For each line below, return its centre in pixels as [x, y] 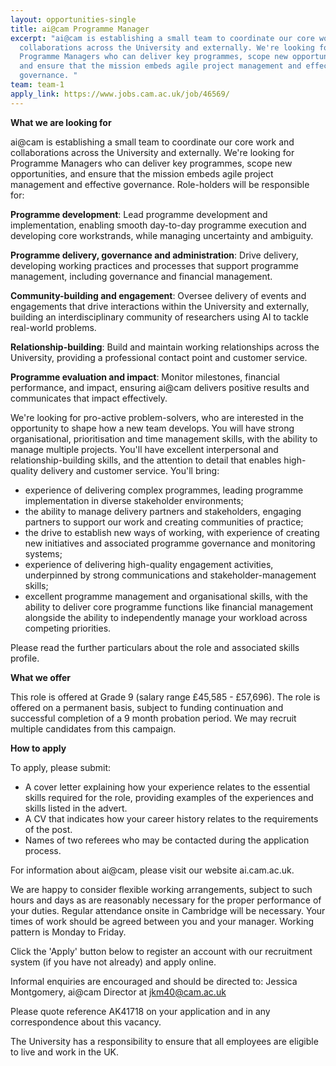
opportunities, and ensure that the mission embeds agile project [142, 173]
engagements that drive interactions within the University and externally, [160, 306]
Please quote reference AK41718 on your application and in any [140, 1011]
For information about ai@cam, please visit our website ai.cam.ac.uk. [152, 870]
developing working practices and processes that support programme [154, 265]
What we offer [41, 677]
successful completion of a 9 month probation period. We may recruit [153, 718]
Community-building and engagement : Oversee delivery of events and [158, 295]
